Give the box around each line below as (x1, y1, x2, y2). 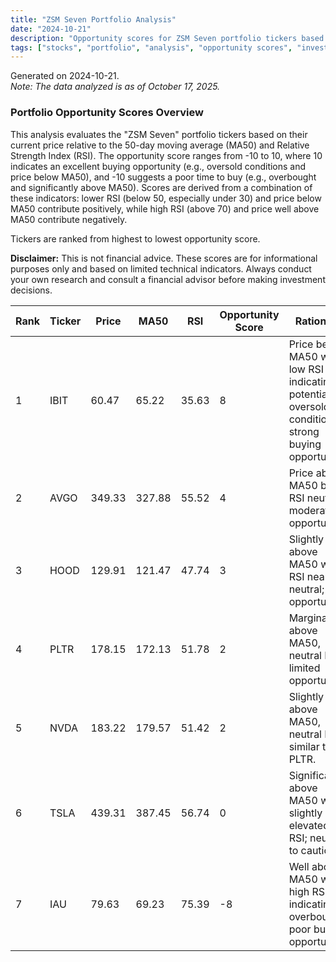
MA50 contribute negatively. (10, 213, 128, 225)
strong (288, 424, 320, 438)
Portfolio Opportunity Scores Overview (10, 106, 204, 120)
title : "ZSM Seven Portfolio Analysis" (10, 14, 177, 25)
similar (288, 739, 320, 753)
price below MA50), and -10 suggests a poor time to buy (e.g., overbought (10, 171, 317, 183)
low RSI (288, 362, 325, 376)
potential (288, 387, 330, 401)
